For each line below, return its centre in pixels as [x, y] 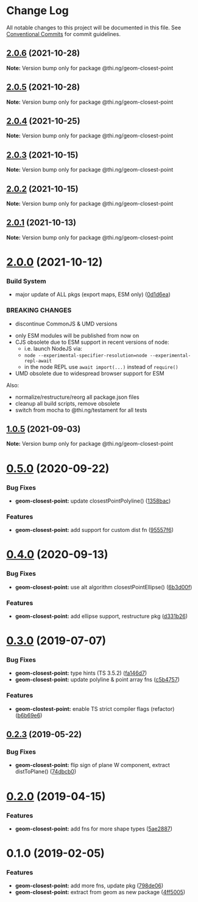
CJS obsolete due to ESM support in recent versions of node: [92, 342]
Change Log [37, 11]
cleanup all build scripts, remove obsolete [67, 403]
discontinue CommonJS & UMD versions [66, 324]
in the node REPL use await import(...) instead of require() [101, 366]
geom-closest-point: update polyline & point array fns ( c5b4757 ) [97, 680]
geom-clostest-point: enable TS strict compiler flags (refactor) [95, 708]
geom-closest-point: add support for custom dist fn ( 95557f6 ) [94, 530]
